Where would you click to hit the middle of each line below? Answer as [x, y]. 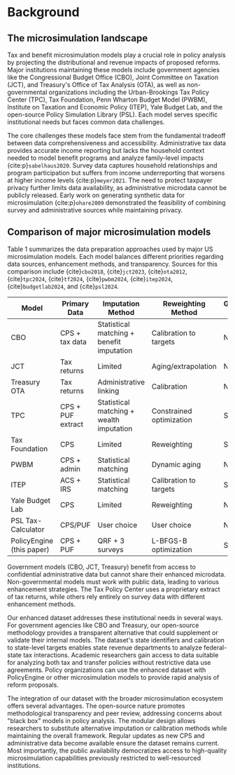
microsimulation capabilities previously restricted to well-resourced [104, 757]
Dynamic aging [176, 464]
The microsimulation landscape [78, 38]
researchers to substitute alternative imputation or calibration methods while [117, 728]
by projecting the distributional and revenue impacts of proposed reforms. [114, 62]
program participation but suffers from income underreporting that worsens [116, 173]
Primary [76, 304]
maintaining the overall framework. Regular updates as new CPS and [106, 735]
